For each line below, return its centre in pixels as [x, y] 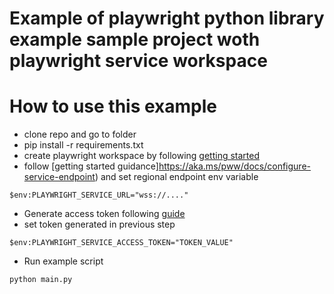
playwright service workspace [138, 61]
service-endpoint [59, 177]
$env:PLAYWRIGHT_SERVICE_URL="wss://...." [99, 195]
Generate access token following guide [104, 214]
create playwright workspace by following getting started [141, 156]
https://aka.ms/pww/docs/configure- [234, 166]
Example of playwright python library [167, 18]
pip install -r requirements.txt [83, 145]
